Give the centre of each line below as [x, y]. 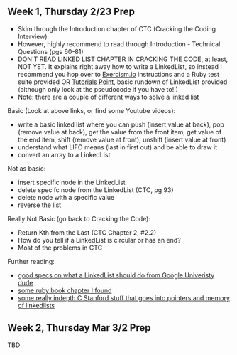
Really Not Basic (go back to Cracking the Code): [79, 218]
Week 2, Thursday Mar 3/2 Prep [79, 328]
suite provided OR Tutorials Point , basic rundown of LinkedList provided [122, 82]
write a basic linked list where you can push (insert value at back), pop [121, 124]
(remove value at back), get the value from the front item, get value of [120, 132]
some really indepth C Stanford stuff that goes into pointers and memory [124, 297]
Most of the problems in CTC [60, 248]
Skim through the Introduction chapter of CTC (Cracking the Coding [117, 28]
